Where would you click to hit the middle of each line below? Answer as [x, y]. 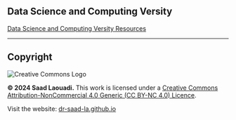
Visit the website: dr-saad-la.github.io [62, 109]
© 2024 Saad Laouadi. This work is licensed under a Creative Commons [113, 88]
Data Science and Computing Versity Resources [77, 28]
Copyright [30, 57]
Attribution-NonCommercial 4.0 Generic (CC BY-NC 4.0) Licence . [102, 95]
